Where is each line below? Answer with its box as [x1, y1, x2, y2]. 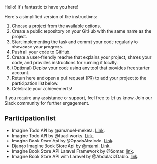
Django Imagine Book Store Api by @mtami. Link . [11, 143, 111, 149]
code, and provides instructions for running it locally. [11, 60, 118, 65]
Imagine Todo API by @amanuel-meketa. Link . [11, 127, 105, 133]
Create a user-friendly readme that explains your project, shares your [11, 54, 152, 60]
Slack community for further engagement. [4, 100, 89, 106]
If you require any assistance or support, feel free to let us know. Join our [4, 95, 153, 101]
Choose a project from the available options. [11, 23, 101, 29]
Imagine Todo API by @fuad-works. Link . [11, 132, 94, 139]
